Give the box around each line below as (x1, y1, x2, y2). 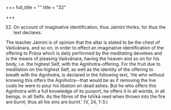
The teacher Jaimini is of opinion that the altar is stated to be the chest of (6, 39, 160, 45)
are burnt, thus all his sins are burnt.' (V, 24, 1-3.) (6, 99, 108, 105)
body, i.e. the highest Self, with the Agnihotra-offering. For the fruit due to (6, 61, 161, 67)
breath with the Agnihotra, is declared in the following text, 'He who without (6, 72, 165, 78)
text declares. (13, 30, 42, 35)
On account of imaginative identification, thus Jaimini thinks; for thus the (13, 24, 166, 30)
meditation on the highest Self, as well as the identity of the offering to (6, 66, 154, 72)
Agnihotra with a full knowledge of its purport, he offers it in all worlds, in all (6, 88, 165, 94)
